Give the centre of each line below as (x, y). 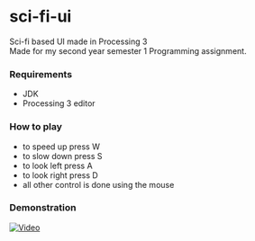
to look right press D (60, 175)
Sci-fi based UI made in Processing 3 (78, 41)
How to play (36, 127)
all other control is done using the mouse (98, 184)
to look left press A (57, 165)
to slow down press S (62, 156)
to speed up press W (61, 147)
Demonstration (43, 208)
